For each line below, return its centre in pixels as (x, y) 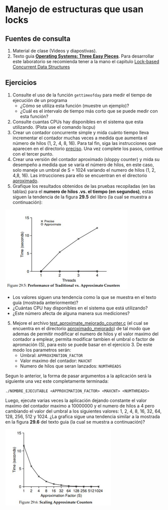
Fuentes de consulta (38, 39)
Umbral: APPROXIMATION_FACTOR (51, 355)
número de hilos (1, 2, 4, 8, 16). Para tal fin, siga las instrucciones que (84, 143)
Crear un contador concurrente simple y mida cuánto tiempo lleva (81, 132)
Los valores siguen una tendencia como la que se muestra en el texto (85, 297)
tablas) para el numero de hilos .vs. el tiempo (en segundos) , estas (83, 191)
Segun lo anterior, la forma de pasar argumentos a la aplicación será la (78, 376)
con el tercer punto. (33, 154)
